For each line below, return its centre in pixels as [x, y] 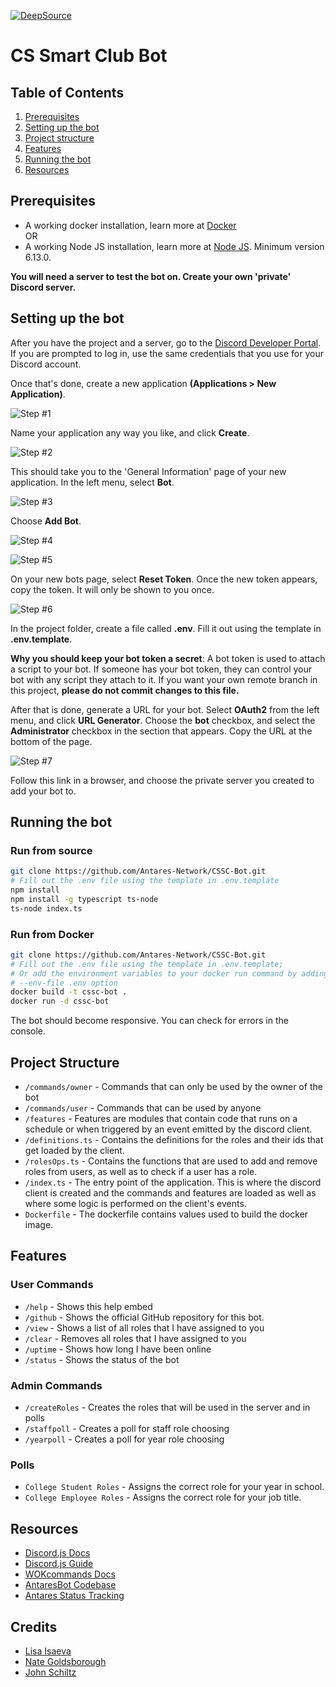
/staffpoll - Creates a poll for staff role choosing [127, 1429]
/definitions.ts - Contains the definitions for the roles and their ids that [174, 1140]
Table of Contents [67, 92]
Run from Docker [52, 934]
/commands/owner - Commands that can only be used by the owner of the [173, 1087]
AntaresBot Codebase [70, 1585]
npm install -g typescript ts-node [84, 899]
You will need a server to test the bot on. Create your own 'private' [151, 276]
